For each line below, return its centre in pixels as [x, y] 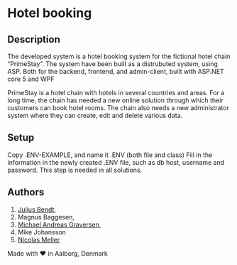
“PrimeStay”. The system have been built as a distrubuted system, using [113, 64]
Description [34, 39]
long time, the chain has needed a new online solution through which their [115, 100]
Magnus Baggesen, [46, 217]
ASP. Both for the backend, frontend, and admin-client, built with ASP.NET [116, 71]
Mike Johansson [42, 232]
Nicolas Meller [39, 239]
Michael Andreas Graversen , [59, 225]
